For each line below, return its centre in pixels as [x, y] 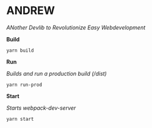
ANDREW [31, 11]
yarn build [20, 50]
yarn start [20, 119]
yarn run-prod [24, 85]
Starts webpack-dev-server [41, 108]
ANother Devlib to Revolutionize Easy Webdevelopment [76, 27]
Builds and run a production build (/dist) [56, 73]
